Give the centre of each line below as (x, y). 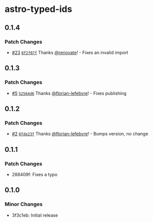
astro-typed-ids (38, 9)
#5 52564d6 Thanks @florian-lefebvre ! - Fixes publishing (69, 93)
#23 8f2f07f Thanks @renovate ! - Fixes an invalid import (70, 52)
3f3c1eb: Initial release (35, 215)
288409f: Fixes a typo (35, 174)
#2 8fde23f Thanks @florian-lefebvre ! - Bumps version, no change (80, 134)
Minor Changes (24, 204)
